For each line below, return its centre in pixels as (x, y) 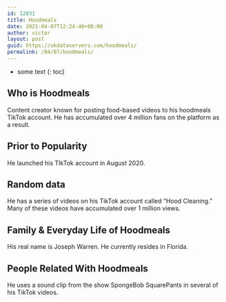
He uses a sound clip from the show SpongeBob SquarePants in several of (113, 285)
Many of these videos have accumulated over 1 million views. (94, 208)
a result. (19, 124)
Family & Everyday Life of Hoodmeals (89, 230)
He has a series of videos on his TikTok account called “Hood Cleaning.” (110, 201)
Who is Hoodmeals (49, 93)
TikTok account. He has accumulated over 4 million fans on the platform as (113, 117)
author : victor (29, 33)
